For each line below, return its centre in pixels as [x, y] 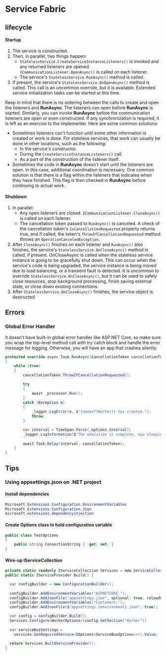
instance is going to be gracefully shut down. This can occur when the [84, 260]
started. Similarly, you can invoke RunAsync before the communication [78, 113]
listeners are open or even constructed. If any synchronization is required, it [82, 118]
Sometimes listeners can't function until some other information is [79, 133]
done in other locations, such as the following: [59, 143]
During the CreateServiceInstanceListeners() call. [71, 154]
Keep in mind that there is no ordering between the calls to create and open [82, 102]
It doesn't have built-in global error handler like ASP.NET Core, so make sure [83, 337]
